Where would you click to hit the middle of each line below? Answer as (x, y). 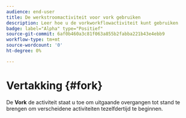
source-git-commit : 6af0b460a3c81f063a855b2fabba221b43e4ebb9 (85, 34)
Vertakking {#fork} (55, 85)
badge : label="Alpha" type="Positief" (55, 28)
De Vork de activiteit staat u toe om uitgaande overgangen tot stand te (93, 102)
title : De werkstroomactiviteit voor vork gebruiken (73, 17)
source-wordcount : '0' (34, 46)
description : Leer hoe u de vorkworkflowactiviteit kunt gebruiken (92, 23)
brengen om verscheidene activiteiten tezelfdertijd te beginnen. (85, 108)
